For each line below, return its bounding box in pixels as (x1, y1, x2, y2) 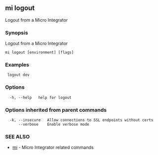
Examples (5, 62, 30, 68)
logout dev (7, 72, 30, 78)
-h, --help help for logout (9, 95, 72, 100)
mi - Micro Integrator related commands (12, 145, 94, 151)
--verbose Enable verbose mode (18, 122, 90, 127)
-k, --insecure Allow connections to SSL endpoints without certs (9, 118, 154, 123)
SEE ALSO (5, 133, 30, 140)
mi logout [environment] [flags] (5, 50, 74, 55)
